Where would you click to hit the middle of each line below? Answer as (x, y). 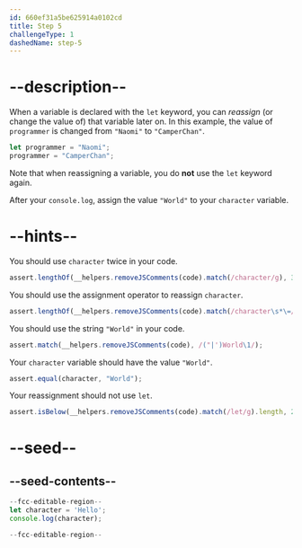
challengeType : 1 (42, 34)
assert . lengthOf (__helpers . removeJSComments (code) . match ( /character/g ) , (148, 278)
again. (21, 182)
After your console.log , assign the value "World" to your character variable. (149, 199)
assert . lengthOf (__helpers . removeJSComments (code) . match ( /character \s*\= (151, 311)
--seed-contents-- (63, 481)
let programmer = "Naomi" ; (60, 148)
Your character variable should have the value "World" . (111, 362)
